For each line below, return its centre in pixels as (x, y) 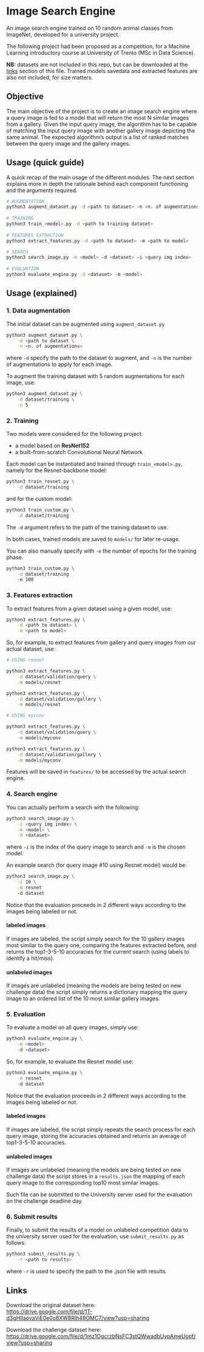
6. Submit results (32, 1217)
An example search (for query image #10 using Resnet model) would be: (97, 865)
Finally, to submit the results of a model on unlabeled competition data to (97, 1230)
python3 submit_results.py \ (43, 1254)
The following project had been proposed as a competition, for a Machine (98, 46)
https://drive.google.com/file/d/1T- (49, 1311)
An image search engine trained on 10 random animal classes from (90, 28)
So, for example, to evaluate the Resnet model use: (70, 1061)
